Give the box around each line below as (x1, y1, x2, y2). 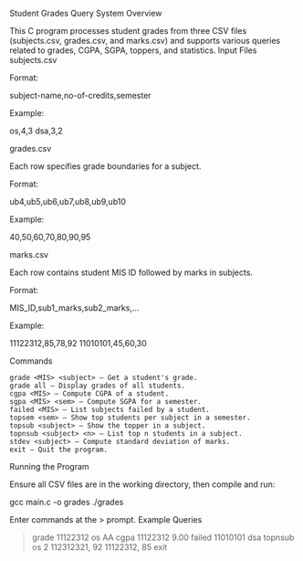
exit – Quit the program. (9, 445, 108, 454)
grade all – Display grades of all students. (9, 381, 185, 390)
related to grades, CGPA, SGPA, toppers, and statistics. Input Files (9, 45, 257, 56)
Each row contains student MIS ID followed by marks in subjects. (9, 267, 254, 278)
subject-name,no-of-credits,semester (9, 90, 152, 101)
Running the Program (9, 461, 89, 471)
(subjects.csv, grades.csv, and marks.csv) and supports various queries (9, 36, 281, 46)
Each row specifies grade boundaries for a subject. (9, 161, 202, 172)
